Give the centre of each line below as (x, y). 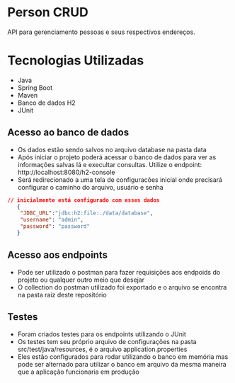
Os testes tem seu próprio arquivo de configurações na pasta (107, 341)
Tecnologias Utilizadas (76, 61)
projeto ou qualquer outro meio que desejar (81, 280)
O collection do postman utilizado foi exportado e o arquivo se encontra (122, 287)
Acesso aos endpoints (58, 255)
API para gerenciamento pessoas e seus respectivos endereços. (102, 32)
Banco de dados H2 (46, 103)
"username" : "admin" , (52, 220)
